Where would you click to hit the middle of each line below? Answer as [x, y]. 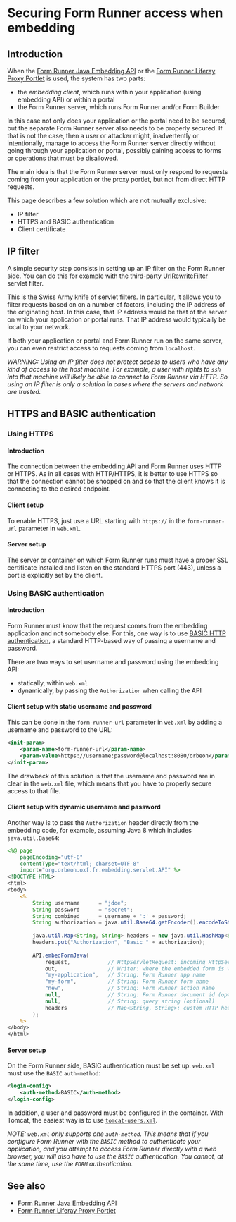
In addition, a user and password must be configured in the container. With [115, 1113]
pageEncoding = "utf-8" [51, 857]
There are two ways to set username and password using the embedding [113, 661]
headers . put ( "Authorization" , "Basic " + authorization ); [119, 943]
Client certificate [41, 229]
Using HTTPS [31, 434]
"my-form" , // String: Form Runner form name [127, 982]
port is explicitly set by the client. [55, 575]
